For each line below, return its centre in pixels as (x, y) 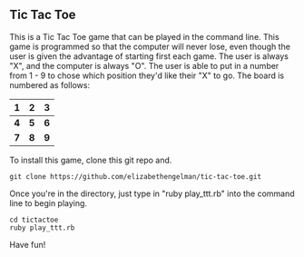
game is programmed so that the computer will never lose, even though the (150, 46)
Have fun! (28, 244)
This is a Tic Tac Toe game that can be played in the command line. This (144, 36)
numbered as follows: (50, 84)
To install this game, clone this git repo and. (91, 160)
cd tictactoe (34, 220)
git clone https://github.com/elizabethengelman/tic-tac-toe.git (135, 176)
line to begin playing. (49, 203)
